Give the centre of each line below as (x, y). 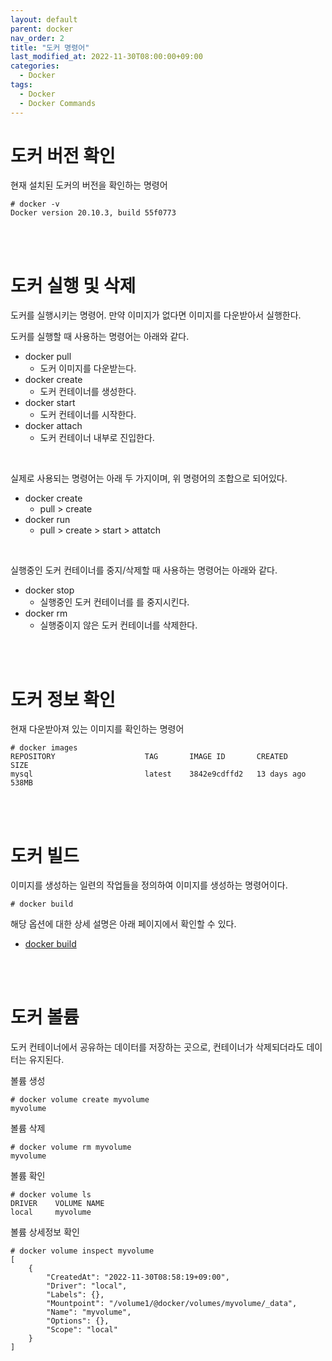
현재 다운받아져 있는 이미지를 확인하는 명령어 (97, 729)
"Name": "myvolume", (89, 1312)
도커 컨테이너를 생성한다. (88, 392)
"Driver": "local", (87, 1286)
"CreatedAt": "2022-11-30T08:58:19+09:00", (138, 1277)
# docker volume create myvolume (80, 1100)
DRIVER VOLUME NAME (57, 1204)
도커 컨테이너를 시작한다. (88, 415)
